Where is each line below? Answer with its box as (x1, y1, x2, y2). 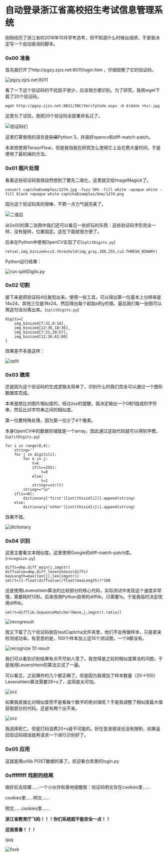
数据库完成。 (5, 390, 31, 396)
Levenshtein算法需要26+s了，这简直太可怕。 (5, 679, 98, 685)
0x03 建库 (5, 371, 30, 378)
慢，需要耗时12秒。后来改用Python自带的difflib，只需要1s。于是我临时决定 (5, 594, 158, 600)
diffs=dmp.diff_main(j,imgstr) (5, 565, 70, 570)
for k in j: (23, 456, 48, 462)
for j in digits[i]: (14, 452, 57, 457)
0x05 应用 (5, 746, 30, 753)
